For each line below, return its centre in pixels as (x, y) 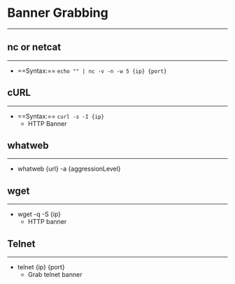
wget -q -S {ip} (39, 214)
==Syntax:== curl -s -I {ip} (61, 116)
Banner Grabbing (58, 13)
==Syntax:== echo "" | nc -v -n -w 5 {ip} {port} (92, 71)
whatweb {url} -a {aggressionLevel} (69, 169)
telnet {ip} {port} (41, 267)
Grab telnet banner (55, 275)
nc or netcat (34, 47)
